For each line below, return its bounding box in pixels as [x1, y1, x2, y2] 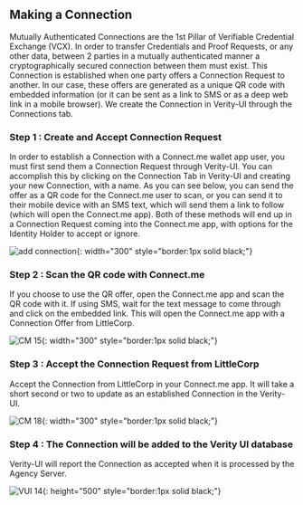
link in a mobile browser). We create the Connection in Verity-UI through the [9, 99, 292, 110]
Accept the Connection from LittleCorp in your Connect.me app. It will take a [9, 378, 295, 389]
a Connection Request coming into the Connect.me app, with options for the [9, 219, 294, 230]
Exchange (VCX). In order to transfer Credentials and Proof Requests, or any [9, 41, 294, 52]
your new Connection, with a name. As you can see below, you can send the [9, 180, 294, 191]
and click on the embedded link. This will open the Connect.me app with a [9, 308, 285, 319]
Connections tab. [9, 108, 74, 119]
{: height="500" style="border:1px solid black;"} [42, 486, 222, 496]
